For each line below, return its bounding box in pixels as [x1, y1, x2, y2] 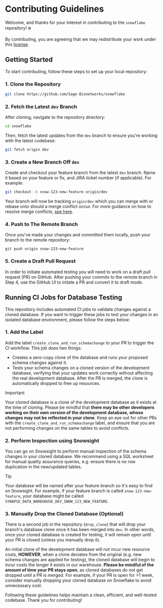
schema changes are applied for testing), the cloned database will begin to [5, 557, 155, 563]
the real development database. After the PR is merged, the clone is [12, 375, 148, 381]
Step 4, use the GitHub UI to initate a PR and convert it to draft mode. [5, 279, 144, 285]
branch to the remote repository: [5, 237, 71, 243]
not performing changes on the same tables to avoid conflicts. [5, 425, 130, 431]
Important [5, 390, 25, 396]
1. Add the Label [5, 329, 44, 336]
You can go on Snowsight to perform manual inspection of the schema [5, 448, 147, 454]
